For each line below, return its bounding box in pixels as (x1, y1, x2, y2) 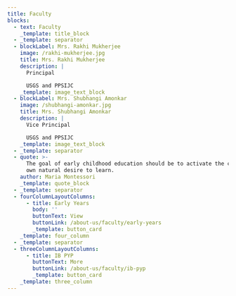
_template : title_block (20, 30, 90, 37)
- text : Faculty (13, 23, 61, 30)
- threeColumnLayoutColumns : (13, 245, 99, 252)
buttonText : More (32, 259, 83, 266)
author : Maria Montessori (20, 173, 96, 180)
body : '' (32, 206, 58, 214)
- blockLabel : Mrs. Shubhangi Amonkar (13, 95, 128, 102)
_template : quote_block (20, 180, 90, 187)
